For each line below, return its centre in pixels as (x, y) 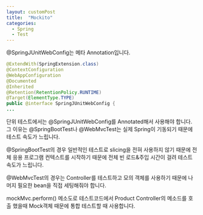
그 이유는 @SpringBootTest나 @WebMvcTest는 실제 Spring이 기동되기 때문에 (100, 129)
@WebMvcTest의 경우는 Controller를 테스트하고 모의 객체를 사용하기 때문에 (97, 178)
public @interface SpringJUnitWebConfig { (61, 104)
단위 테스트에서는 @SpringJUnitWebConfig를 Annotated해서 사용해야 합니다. (99, 121)
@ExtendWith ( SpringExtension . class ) (53, 64)
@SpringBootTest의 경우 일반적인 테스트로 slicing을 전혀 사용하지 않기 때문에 (99, 150)
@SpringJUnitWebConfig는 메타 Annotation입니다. (68, 53)
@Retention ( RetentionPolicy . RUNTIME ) (54, 92)
